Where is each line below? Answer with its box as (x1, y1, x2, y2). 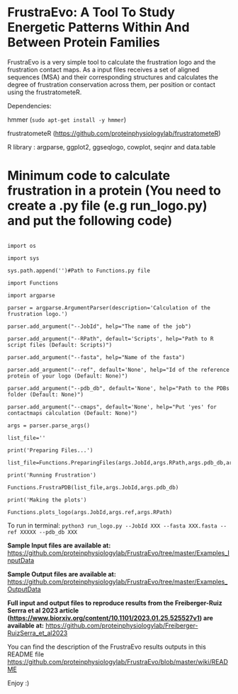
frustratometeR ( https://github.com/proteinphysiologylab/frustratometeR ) (7, 129, 221, 137)
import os (7, 242, 37, 249)
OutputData (7, 585, 41, 593)
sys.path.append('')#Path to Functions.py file (7, 267, 151, 274)
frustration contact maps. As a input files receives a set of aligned (7, 65, 200, 74)
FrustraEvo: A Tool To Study (7, 4, 176, 21)
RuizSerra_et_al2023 (7, 628, 68, 637)
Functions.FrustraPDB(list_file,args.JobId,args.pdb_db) (7, 484, 179, 491)
